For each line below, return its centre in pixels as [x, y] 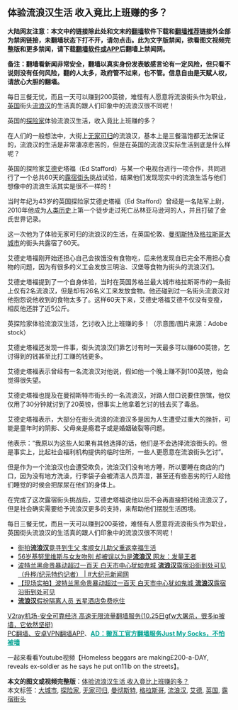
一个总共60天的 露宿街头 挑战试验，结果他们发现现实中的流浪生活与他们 [123, 177]
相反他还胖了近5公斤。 [40, 308]
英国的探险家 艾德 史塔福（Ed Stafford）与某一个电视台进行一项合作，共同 [114, 168]
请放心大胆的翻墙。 [35, 81]
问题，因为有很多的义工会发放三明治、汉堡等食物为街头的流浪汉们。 [119, 266]
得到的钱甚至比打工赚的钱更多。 [60, 356]
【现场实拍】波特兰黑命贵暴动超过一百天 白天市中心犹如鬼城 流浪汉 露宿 [122, 582]
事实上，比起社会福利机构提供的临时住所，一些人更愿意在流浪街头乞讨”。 [120, 451]
